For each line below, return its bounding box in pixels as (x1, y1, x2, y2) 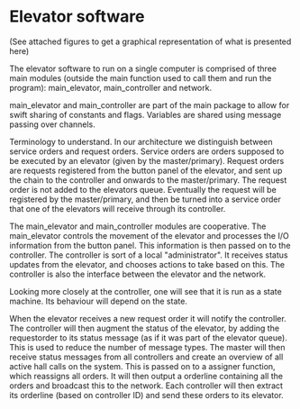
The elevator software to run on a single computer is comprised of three (9, 63, 277, 74)
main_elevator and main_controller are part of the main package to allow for (9, 99, 290, 110)
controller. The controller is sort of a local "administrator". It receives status (9, 250, 288, 260)
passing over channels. (9, 119, 96, 130)
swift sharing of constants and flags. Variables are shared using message (9, 109, 282, 120)
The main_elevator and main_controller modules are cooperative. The (9, 221, 267, 232)
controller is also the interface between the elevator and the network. (9, 268, 267, 279)
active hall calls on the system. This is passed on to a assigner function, (9, 360, 277, 371)
